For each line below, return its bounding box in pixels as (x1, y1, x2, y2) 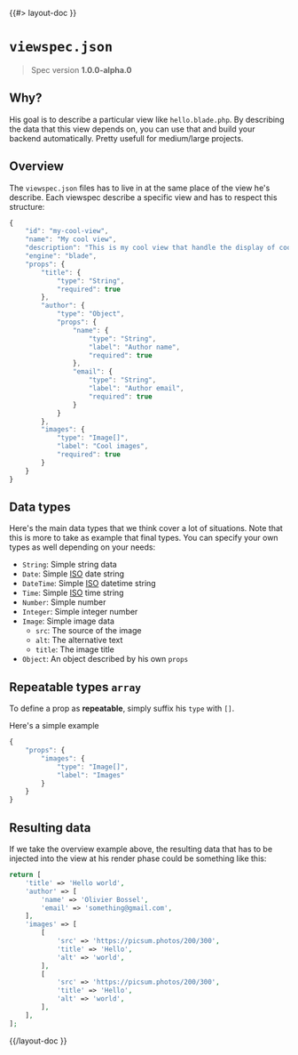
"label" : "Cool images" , (56, 442, 149, 451)
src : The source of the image (35, 625, 142, 636)
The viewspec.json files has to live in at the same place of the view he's (9, 182, 271, 193)
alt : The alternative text (35, 635, 123, 646)
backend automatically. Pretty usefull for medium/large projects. (9, 133, 244, 143)
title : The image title (35, 644, 115, 655)
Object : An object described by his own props (21, 654, 189, 664)
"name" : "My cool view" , (25, 235, 117, 244)
